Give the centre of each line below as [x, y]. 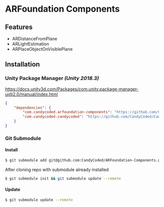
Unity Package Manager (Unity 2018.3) [52, 78]
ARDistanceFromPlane [35, 39]
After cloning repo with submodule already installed [57, 169]
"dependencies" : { [32, 108]
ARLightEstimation [31, 44]
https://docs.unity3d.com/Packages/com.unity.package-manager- [72, 89]
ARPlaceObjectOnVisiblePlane [42, 49]
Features [19, 27]
